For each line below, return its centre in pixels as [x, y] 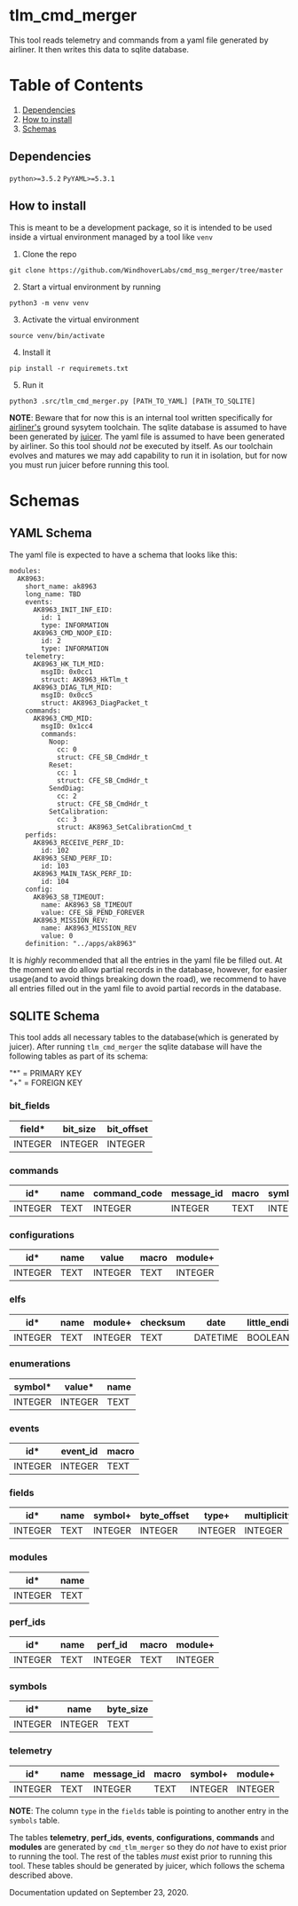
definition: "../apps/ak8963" [81, 943]
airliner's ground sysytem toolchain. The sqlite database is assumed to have [148, 427]
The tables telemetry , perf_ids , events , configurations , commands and [142, 1837]
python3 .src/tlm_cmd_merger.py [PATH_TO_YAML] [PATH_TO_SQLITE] [132, 401]
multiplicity [269, 1516]
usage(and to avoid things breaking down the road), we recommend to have [148, 979]
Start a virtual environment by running [91, 287]
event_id [79, 1452]
